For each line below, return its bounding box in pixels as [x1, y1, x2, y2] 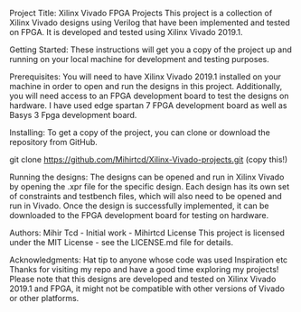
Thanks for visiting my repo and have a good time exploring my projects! [9, 264, 279, 274]
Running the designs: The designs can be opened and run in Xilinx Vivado [9, 171, 285, 182]
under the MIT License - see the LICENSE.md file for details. [9, 237, 233, 247]
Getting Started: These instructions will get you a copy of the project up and [9, 44, 292, 55]
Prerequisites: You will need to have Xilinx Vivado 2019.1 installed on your [9, 71, 282, 82]
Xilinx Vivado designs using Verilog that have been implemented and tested [9, 17, 291, 28]
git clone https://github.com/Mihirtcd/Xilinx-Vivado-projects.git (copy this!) [9, 154, 288, 165]
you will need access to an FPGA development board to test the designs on [9, 90, 289, 101]
